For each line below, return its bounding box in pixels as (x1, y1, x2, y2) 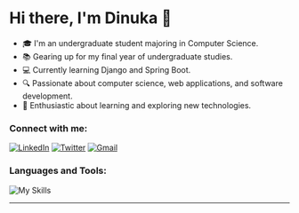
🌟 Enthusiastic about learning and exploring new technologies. (21, 99, 252, 110)
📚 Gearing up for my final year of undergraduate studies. (21, 51, 233, 61)
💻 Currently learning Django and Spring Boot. (21, 64, 191, 75)
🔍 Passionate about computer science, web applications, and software (21, 77, 283, 88)
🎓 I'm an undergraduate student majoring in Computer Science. (21, 37, 259, 48)
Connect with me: (9, 122, 88, 134)
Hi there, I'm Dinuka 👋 (9, 8, 172, 28)
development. (21, 91, 73, 101)
